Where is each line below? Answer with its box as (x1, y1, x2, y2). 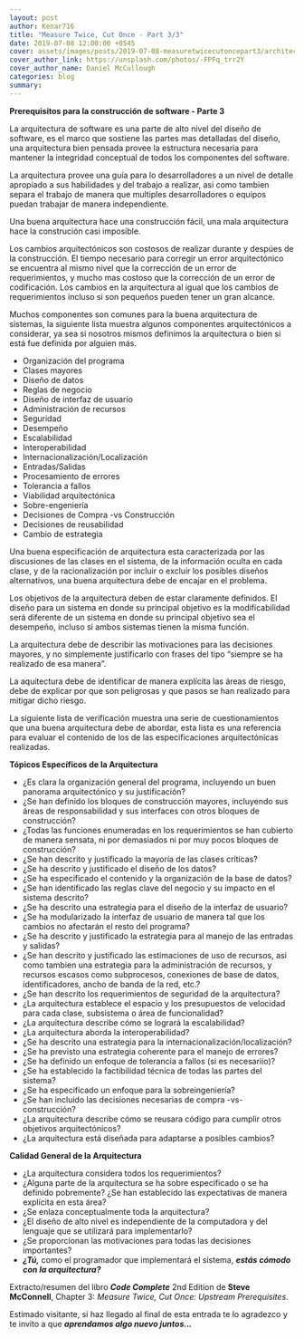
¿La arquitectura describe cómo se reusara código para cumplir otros (22, 1113, 282, 1124)
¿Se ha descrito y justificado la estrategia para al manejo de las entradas (22, 930, 294, 941)
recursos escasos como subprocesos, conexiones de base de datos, (22, 968, 280, 979)
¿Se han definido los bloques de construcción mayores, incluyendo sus (22, 795, 289, 806)
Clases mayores (22, 364, 83, 376)
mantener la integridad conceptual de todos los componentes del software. (9, 151, 290, 163)
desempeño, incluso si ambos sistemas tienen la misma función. (9, 621, 250, 632)
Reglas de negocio (22, 384, 92, 395)
